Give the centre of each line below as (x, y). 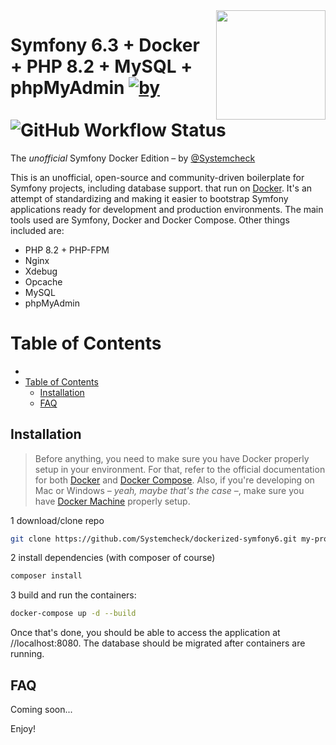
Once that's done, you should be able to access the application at (145, 633)
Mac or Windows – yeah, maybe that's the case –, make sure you (169, 490)
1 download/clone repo (57, 520)
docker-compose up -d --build (73, 614)
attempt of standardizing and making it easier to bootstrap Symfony (149, 198)
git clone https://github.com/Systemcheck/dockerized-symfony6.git (154, 539)
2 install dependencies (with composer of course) (113, 558)
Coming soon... (41, 709)
